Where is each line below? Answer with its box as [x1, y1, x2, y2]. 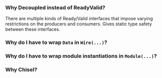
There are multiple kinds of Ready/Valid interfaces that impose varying [5, 16, 153, 22]
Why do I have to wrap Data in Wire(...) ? [5, 39, 107, 46]
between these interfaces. [5, 26, 60, 32]
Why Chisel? [5, 66, 37, 73]
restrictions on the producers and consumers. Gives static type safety [5, 21, 152, 27]
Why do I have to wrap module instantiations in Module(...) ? [5, 53, 157, 60]
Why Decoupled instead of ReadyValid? [5, 4, 105, 11]
